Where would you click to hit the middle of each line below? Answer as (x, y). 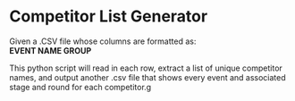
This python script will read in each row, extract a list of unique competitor (146, 68)
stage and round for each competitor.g (80, 87)
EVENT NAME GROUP (51, 50)
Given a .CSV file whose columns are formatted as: (103, 41)
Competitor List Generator (109, 17)
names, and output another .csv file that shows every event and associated (147, 77)
